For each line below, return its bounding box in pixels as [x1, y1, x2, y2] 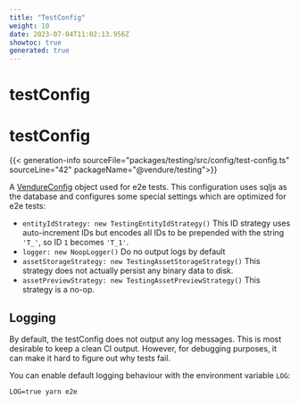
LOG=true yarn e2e [9, 387, 78, 397]
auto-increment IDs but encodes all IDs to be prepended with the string [21, 227, 285, 238]
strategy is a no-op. [21, 285, 96, 295]
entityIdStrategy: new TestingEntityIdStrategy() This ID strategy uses [21, 218, 291, 228]
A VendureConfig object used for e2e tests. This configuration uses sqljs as [9, 182, 287, 193]
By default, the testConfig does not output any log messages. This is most [9, 334, 282, 344]
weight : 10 [9, 21, 50, 30]
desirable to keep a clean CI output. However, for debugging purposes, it [9, 343, 278, 354]
